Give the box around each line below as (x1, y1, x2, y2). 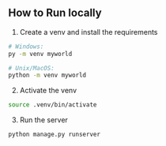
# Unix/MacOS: (8, 64, 55, 72)
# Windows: (8, 43, 44, 51)
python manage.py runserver (8, 130, 101, 139)
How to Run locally (8, 6, 102, 20)
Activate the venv (19, 86, 77, 95)
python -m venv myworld (8, 71, 87, 80)
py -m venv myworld (8, 50, 73, 58)
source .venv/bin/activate (8, 101, 97, 109)
